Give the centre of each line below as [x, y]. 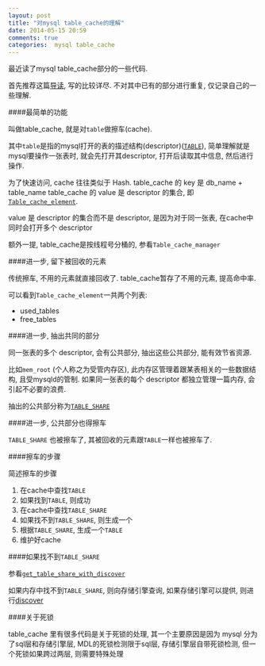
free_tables [38, 320]
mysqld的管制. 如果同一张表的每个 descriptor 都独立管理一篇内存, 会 [144, 379]
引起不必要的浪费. [37, 389]
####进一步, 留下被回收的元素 [58, 262]
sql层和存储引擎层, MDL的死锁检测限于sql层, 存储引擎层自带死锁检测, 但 [132, 644]
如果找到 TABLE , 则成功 [55, 500]
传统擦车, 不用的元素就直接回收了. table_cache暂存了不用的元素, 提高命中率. [132, 278]
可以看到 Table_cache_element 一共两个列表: [78, 295]
